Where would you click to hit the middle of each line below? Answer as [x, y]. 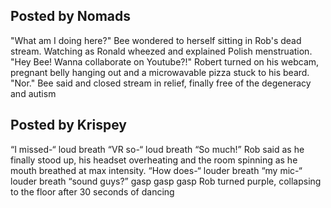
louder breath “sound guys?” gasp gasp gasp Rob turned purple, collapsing [166, 181]
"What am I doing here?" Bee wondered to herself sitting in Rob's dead [156, 40]
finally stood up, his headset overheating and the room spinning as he [154, 160]
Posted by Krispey [68, 125]
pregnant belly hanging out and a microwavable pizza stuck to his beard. [160, 72]
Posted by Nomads [70, 16]
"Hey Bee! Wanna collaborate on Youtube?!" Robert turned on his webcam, [165, 61]
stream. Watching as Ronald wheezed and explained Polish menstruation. [161, 51]
